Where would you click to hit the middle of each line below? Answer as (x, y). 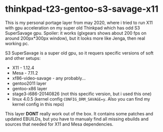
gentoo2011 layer (29, 83)
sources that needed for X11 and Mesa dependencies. (59, 124)
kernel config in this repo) (38, 104)
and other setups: (23, 58)
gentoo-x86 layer (30, 88)
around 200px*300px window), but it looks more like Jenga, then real (75, 38)
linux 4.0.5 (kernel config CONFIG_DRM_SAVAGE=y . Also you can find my (81, 99)
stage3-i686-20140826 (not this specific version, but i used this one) (82, 94)
